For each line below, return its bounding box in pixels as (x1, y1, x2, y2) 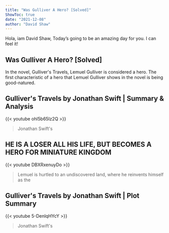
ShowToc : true (5, 12, 35, 17)
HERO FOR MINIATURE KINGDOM (5, 148, 112, 157)
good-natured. (5, 80, 36, 86)
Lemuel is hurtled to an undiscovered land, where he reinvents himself (17, 171, 164, 177)
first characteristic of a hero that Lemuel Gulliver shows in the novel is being (5, 74, 163, 81)
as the (17, 177, 31, 183)
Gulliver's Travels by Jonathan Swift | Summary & (5, 94, 164, 103)
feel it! (5, 41, 19, 47)
